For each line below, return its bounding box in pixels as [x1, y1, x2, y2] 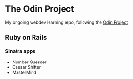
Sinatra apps [5, 48, 35, 55]
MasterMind [12, 69, 36, 75]
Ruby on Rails [5, 33, 47, 42]
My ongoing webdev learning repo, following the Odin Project [5, 19, 128, 25]
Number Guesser [12, 59, 47, 65]
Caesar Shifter [12, 64, 41, 70]
